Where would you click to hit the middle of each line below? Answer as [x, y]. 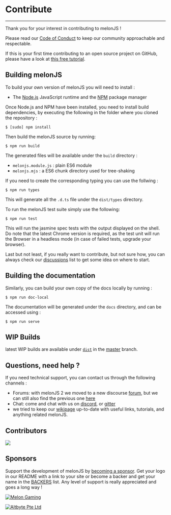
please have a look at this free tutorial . [45, 59]
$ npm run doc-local [27, 297]
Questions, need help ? [42, 365]
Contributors [26, 431]
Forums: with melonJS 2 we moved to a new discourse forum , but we [85, 393]
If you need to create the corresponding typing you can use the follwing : [82, 181]
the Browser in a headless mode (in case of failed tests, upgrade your [78, 239]
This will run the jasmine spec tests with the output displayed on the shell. [83, 228]
